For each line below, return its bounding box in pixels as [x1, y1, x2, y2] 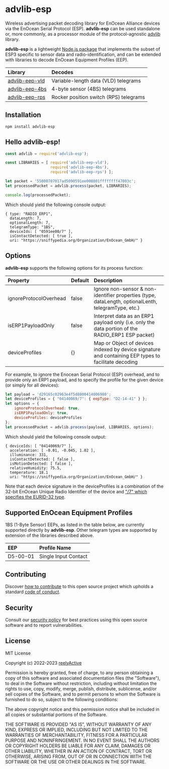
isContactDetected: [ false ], [10, 457, 75, 462]
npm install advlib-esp [5, 124, 55, 129]
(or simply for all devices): [5, 382, 59, 388]
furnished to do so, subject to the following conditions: [5, 696, 118, 702]
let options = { [5, 401, 39, 406]
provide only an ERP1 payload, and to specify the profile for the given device [5, 376, 163, 382]
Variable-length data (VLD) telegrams [51, 77, 141, 84]
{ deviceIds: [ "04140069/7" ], [5, 443, 73, 448]
